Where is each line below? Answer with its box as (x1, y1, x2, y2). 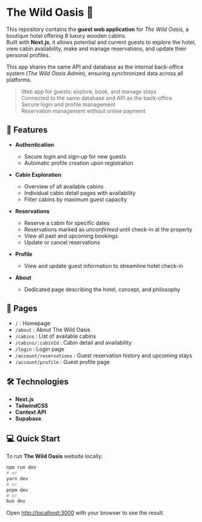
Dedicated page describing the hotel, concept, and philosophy (24, 286, 181, 293)
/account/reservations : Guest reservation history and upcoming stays (15, 352, 192, 359)
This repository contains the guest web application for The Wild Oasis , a (6, 26, 189, 33)
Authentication (15, 141, 55, 148)
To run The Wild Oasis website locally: (6, 453, 103, 460)
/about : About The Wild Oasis (15, 326, 91, 333)
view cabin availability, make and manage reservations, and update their (6, 45, 187, 52)
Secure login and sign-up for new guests (24, 153, 126, 160)
